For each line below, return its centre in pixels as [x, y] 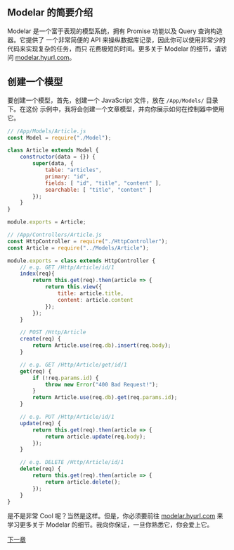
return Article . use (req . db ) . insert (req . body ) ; [102, 346]
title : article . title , [91, 293]
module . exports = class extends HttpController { [82, 261]
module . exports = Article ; [47, 222]
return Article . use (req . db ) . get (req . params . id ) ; [105, 398]
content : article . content [95, 300]
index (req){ [37, 274]
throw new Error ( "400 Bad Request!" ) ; [102, 384]
